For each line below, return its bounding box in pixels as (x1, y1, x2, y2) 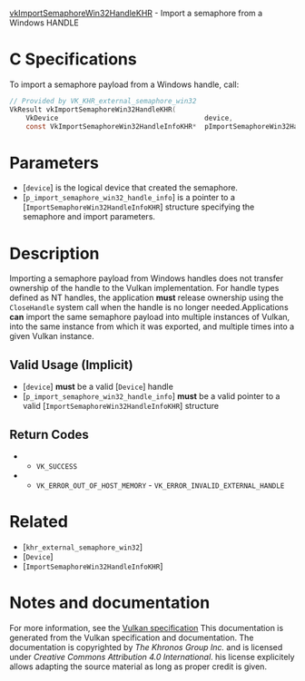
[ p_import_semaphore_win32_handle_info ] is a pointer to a (22, 192, 236, 203)
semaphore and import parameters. (22, 211, 156, 222)
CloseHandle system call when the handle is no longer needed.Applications (9, 302, 289, 313)
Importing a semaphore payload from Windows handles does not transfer (9, 273, 284, 284)
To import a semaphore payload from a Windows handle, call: (9, 79, 240, 90)
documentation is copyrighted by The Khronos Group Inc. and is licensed (9, 641, 283, 652)
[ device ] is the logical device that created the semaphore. (22, 182, 239, 193)
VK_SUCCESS (35, 462, 78, 471)
